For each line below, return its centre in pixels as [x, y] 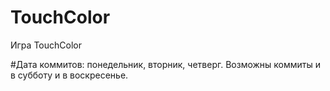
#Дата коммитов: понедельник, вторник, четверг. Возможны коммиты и [166, 64]
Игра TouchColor [46, 45]
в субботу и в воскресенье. [69, 75]
